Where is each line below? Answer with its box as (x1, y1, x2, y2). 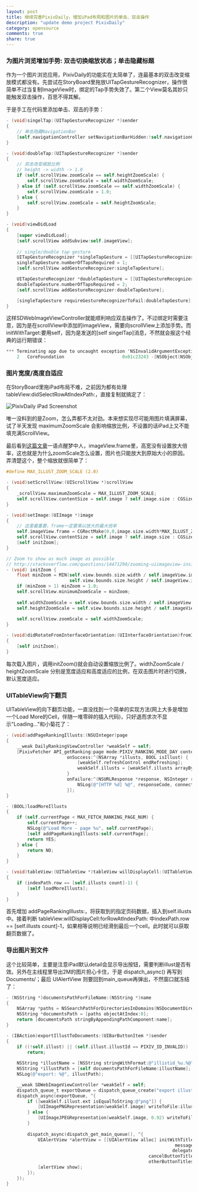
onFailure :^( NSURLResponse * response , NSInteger (67, 776, 189, 783)
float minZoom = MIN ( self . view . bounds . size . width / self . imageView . (16, 572, 189, 578)
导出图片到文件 (6, 946, 49, 955)
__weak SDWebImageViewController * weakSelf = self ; (16, 1082, 146, 1087)
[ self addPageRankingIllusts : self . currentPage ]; (27, 831, 149, 836)
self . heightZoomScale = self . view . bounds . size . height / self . (16, 605, 173, 611)
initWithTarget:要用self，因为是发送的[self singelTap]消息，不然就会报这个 (6, 329, 186, 337)
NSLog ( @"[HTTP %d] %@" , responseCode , (77, 781, 173, 787)
